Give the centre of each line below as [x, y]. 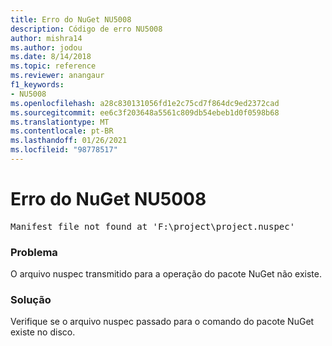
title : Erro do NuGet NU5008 [71, 19]
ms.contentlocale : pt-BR [62, 131]
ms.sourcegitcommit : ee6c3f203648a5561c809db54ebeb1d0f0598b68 [145, 112]
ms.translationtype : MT [60, 122]
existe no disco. [43, 332]
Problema [34, 252]
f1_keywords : [37, 85]
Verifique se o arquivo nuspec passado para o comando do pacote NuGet [162, 322]
